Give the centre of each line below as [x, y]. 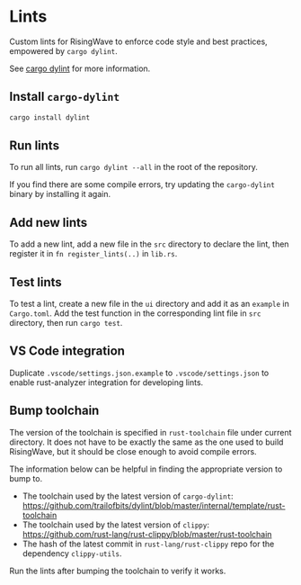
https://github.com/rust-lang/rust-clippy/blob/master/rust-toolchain [147, 534]
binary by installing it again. [60, 194]
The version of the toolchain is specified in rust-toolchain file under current [150, 432]
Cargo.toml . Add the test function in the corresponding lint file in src [135, 313]
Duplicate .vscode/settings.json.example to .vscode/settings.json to [139, 373]
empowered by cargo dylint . [64, 50]
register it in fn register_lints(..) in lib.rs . [93, 254]
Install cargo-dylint [64, 97]
